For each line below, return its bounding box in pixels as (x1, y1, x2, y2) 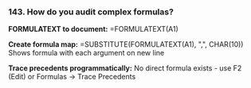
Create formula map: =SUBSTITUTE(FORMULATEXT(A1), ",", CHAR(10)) (8, 40, 244, 49)
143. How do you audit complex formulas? (8, 6, 174, 17)
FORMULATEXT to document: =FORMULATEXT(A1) (8, 25, 179, 34)
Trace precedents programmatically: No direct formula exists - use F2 (8, 63, 242, 73)
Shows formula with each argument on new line (8, 48, 165, 58)
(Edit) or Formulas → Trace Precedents (8, 72, 136, 82)
